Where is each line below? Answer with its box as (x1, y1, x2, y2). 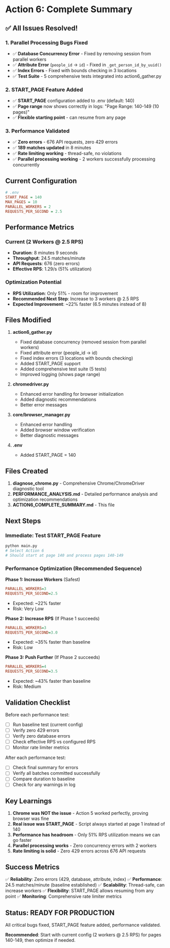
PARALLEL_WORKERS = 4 (5, 664, 47, 669)
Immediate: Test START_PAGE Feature (5, 532, 101, 539)
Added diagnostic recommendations (20, 396, 96, 402)
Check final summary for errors (12, 765, 79, 771)
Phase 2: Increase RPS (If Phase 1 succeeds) (5, 615, 100, 621)
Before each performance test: (5, 711, 70, 717)
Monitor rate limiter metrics (12, 744, 70, 750)
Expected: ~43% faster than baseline (12, 678, 91, 684)
